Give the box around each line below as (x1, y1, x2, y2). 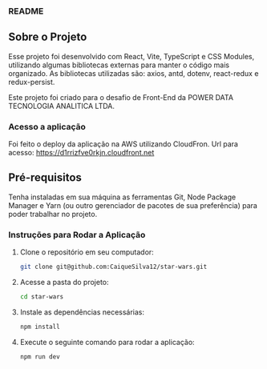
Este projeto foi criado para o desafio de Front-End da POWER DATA (8, 92, 234, 102)
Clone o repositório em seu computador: (19, 247, 154, 257)
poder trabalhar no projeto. (8, 209, 98, 219)
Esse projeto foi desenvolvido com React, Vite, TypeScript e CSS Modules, (8, 51, 255, 61)
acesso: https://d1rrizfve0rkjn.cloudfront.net (8, 148, 155, 158)
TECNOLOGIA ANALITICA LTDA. (8, 101, 115, 110)
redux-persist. (8, 77, 55, 86)
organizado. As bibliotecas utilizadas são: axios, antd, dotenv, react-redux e (8, 68, 259, 78)
